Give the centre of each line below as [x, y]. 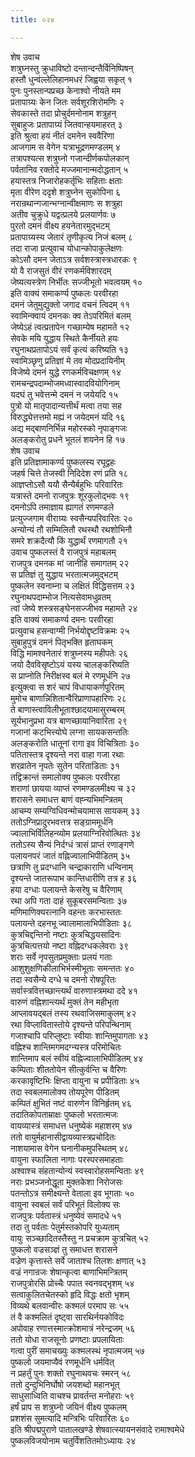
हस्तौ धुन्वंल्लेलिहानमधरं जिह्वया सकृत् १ [71, 79]
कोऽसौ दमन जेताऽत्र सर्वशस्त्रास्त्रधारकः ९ [74, 259]
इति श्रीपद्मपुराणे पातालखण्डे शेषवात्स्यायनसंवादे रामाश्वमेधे [97, 1429]
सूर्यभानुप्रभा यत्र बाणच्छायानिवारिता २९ [69, 720]
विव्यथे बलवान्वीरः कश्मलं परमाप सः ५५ [70, 1305]
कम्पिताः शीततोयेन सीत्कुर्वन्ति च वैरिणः [69, 1069]
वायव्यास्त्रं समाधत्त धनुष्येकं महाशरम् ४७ [71, 1125]
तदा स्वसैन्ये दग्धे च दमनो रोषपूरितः [63, 979]
